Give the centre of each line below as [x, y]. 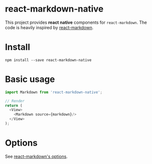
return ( [14, 105]
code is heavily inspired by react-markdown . [49, 27]
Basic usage [30, 79]
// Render [15, 101]
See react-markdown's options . [36, 156]
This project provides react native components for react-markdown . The [76, 22]
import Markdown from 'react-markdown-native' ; [54, 92]
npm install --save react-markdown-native [48, 60]
